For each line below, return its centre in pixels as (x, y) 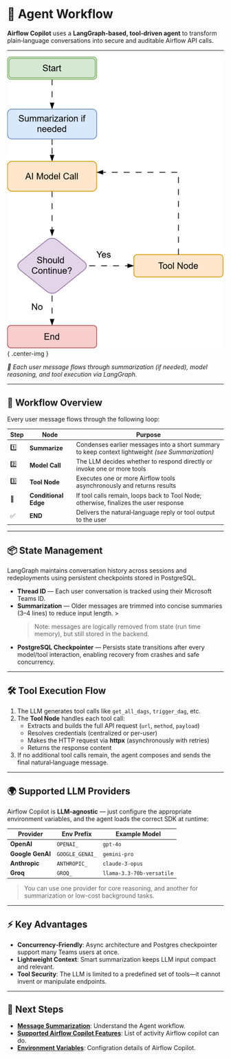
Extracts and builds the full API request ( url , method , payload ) (113, 725)
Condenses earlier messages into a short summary (148, 444)
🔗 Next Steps (35, 1009)
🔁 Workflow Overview (55, 403)
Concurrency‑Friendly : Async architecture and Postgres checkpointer (117, 944)
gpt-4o (112, 844)
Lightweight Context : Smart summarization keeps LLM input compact (117, 959)
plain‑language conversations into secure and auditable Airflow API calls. (111, 40)
